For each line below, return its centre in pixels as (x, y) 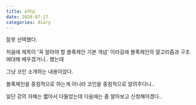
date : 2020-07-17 (27, 17)
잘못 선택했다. (22, 40)
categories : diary (28, 22)
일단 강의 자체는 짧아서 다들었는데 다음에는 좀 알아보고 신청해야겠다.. (84, 96)
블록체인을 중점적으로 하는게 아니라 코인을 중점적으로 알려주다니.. (80, 84)
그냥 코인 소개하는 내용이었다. (40, 72)
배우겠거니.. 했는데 (43, 60)
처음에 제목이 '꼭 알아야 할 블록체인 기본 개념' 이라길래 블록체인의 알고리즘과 (93, 52)
